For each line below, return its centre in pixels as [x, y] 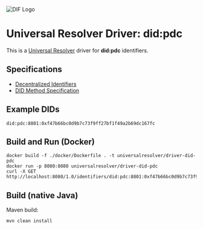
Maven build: [22, 210]
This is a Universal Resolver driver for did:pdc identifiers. [77, 50]
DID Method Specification [47, 90]
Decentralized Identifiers [46, 84]
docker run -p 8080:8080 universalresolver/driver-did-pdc [82, 166]
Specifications [34, 69]
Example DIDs [33, 110]
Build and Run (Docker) [50, 142]
